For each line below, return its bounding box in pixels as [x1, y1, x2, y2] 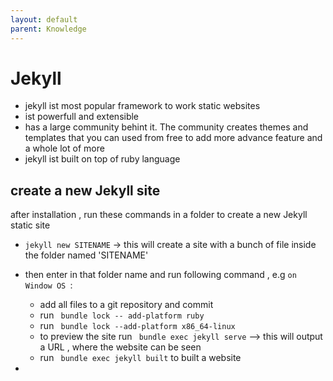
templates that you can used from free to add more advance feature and [24, 132, 323, 144]
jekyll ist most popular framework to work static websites [24, 100, 261, 112]
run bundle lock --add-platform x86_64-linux [39, 320, 236, 332]
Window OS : [24, 279, 73, 291]
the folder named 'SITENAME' [24, 249, 149, 261]
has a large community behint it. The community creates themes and [24, 121, 309, 133]
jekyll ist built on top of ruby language [24, 153, 181, 165]
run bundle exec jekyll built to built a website [39, 352, 242, 364]
